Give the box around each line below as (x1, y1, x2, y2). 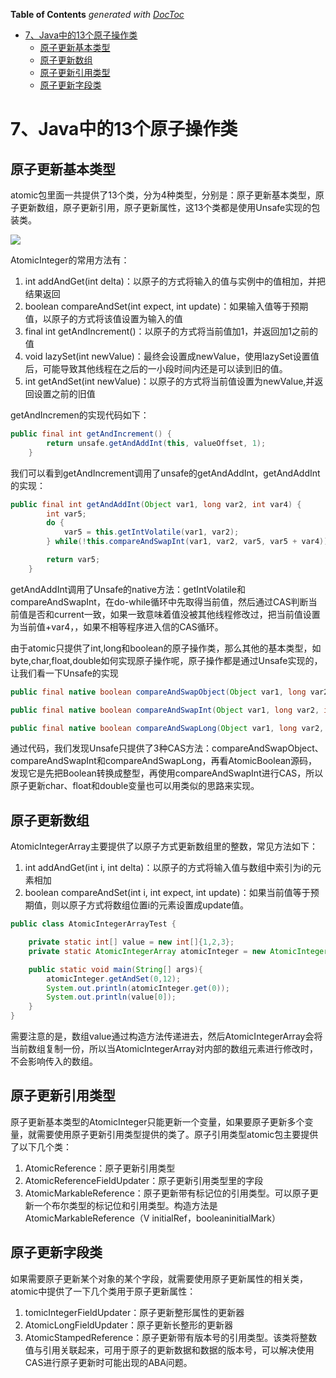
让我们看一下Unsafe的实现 (10, 667, 119, 679)
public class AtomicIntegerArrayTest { (10, 919, 177, 929)
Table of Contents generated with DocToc (10, 9, 185, 20)
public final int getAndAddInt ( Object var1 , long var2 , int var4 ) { (10, 499, 302, 509)
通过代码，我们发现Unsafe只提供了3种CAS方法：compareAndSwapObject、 (10, 742, 324, 754)
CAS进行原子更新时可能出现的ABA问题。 (24, 1356, 193, 1368)
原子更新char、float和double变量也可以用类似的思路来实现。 (10, 780, 260, 792)
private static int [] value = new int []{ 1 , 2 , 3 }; (28, 937, 235, 948)
